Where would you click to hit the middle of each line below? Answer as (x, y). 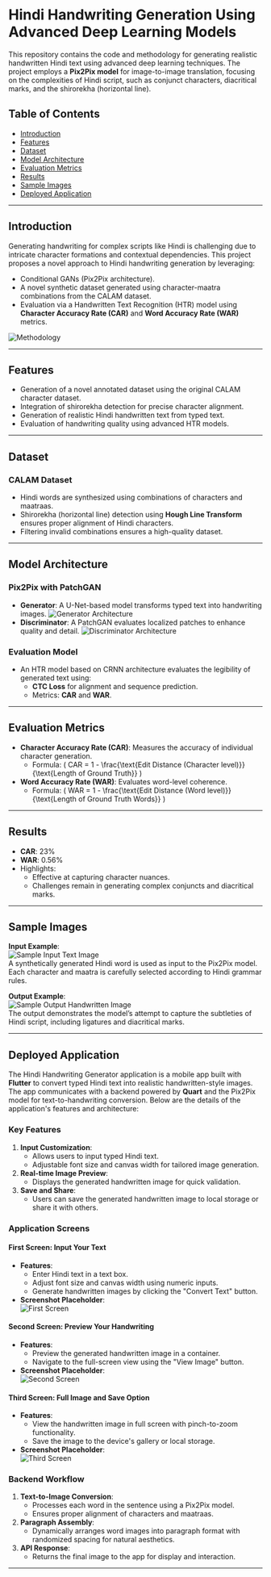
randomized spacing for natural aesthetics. (103, 1540)
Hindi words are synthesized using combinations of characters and (131, 497)
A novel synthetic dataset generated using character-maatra (120, 287)
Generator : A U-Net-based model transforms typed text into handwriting (141, 605)
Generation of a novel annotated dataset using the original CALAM (130, 390)
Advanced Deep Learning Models (122, 32)
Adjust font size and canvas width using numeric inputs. (125, 1282)
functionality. (54, 1433)
